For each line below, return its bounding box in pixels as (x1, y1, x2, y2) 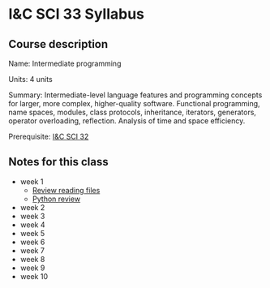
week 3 (19, 211, 45, 221)
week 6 (19, 237, 45, 247)
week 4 (19, 220, 45, 230)
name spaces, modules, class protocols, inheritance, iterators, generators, (8, 107, 257, 117)
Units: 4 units (8, 75, 53, 84)
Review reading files (32, 185, 101, 195)
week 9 (19, 263, 45, 273)
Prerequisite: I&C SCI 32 (8, 131, 89, 141)
